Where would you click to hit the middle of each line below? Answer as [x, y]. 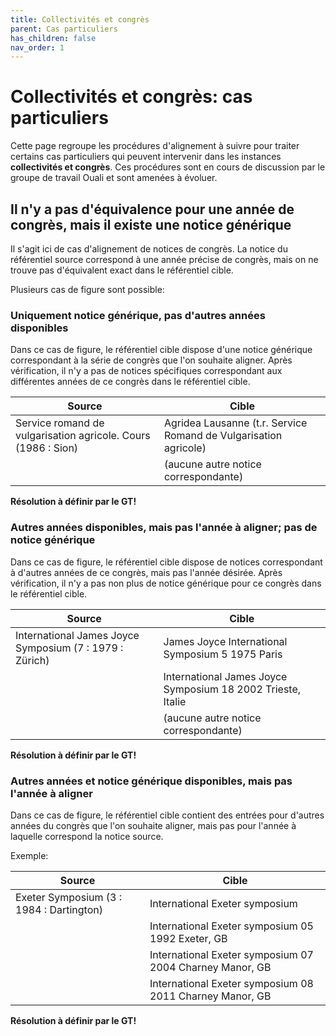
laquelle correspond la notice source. [87, 836]
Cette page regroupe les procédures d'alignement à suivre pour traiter [155, 146]
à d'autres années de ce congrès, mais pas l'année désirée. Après [146, 572]
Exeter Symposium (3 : [69, 897]
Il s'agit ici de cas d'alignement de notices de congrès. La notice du [149, 249]
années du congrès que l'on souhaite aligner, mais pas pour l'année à [153, 825]
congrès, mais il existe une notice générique [151, 224]
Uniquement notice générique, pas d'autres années [138, 315]
